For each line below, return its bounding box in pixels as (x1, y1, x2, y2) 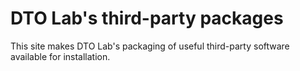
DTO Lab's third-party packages (10, 7, 284, 30)
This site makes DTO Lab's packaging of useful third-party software (10, 40, 290, 52)
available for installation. (10, 50, 111, 62)
